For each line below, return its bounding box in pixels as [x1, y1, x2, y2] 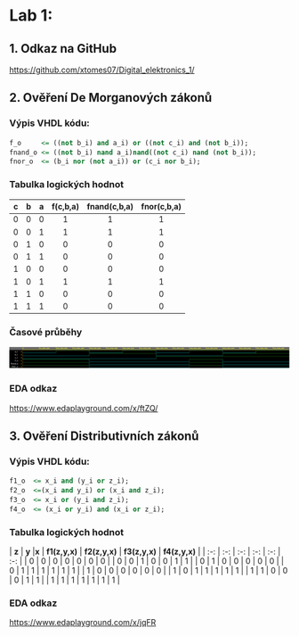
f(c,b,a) [52, 202, 80, 212]
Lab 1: [9, 5, 53, 26]
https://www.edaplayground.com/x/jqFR [9, 617, 157, 628]
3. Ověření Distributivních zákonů [9, 428, 199, 443]
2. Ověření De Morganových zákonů [9, 90, 213, 105]
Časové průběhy [9, 326, 83, 338]
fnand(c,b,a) [86, 202, 134, 212]
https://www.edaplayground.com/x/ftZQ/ [9, 402, 158, 413]
